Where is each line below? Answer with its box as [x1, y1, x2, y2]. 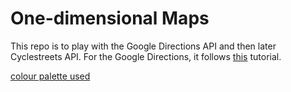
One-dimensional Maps [10, 7, 210, 30]
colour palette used [10, 70, 91, 82]
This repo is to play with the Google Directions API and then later [10, 40, 277, 52]
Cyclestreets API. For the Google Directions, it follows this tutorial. [10, 50, 282, 62]
